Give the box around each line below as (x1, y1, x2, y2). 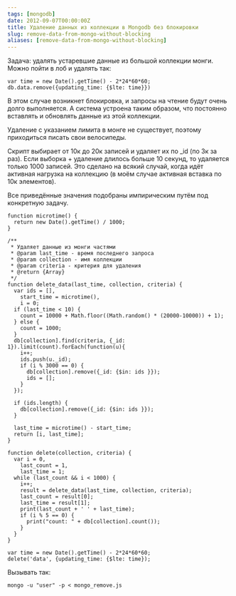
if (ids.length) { (14, 400, 69, 407)
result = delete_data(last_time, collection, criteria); (20, 487, 193, 494)
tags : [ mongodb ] (7, 10, 55, 18)
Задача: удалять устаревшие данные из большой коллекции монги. (7, 56, 213, 65)
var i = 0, (14, 456, 46, 463)
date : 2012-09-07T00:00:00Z (7, 17, 91, 24)
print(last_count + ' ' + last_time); (20, 505, 135, 513)
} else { (14, 319, 40, 326)
